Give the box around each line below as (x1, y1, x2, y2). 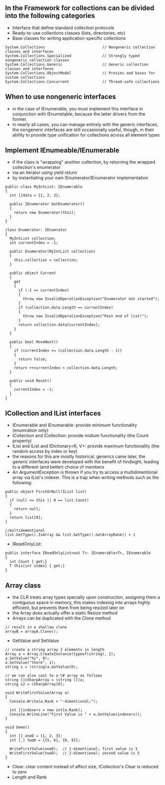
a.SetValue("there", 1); (5, 660, 56, 665)
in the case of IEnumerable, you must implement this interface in (12, 105, 143, 111)
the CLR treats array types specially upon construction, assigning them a (12, 594, 160, 600)
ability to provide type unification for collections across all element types (12, 132, 160, 137)
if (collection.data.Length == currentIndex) (18, 305, 113, 310)
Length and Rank (12, 774, 47, 780)
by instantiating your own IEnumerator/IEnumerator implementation (12, 175, 149, 181)
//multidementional (5, 528, 45, 533)
